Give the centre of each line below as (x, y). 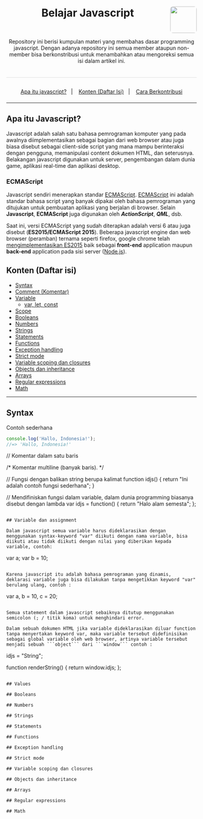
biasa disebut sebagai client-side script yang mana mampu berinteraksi (95, 146)
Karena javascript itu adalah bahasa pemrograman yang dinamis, (89, 575)
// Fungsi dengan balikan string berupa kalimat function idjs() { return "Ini (97, 480)
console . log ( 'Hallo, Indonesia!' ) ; (51, 439)
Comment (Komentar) (42, 292)
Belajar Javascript (88, 13)
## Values (19, 684)
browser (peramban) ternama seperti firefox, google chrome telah (88, 239)
